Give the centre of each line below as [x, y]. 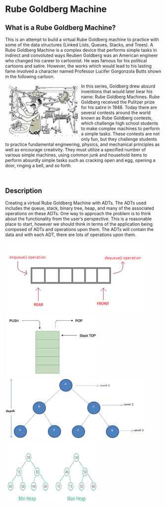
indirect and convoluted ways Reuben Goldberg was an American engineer [82, 55]
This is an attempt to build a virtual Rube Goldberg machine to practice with [82, 39]
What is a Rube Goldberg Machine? [60, 28]
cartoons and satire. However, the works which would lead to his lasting [79, 66]
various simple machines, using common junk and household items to [76, 155]
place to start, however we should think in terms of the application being [79, 224]
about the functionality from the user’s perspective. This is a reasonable [79, 219]
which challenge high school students [120, 123]
